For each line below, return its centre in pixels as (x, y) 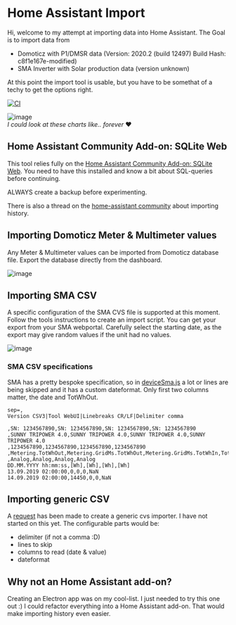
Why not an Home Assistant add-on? (90, 582)
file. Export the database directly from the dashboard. (85, 260)
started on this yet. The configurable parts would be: (84, 524)
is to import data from (39, 39)
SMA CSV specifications (50, 367)
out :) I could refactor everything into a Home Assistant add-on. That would (116, 606)
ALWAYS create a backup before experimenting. (77, 192)
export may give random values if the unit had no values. (90, 335)
